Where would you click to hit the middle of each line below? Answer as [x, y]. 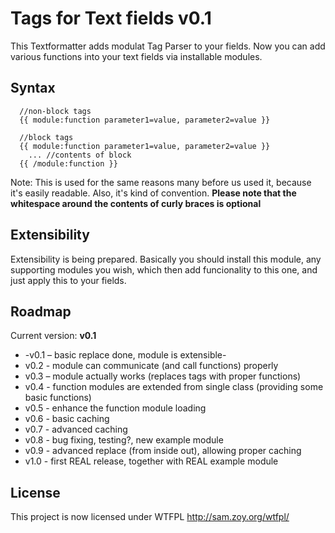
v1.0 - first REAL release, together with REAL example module [151, 461]
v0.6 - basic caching [67, 419]
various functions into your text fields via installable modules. [136, 56]
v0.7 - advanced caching [76, 429]
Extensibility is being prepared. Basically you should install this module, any [166, 259]
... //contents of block [80, 155]
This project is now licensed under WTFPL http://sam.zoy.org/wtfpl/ [150, 517]
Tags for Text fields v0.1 [111, 18]
